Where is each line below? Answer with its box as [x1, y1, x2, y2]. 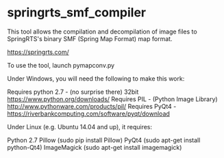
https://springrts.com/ [7, 48, 70, 56]
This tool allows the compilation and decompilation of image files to [7, 27, 197, 36]
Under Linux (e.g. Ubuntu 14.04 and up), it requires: [7, 122, 153, 131]
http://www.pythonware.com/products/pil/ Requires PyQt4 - [7, 102, 177, 110]
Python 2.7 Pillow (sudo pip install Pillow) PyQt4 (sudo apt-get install [7, 135, 201, 144]
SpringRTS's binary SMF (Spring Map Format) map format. [7, 34, 173, 42]
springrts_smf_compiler [7, 5, 146, 21]
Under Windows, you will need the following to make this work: [7, 74, 185, 83]
